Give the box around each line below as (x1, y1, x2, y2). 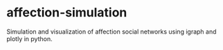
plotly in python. (6, 34, 53, 42)
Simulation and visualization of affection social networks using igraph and (6, 27, 217, 36)
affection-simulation (6, 5, 127, 21)
